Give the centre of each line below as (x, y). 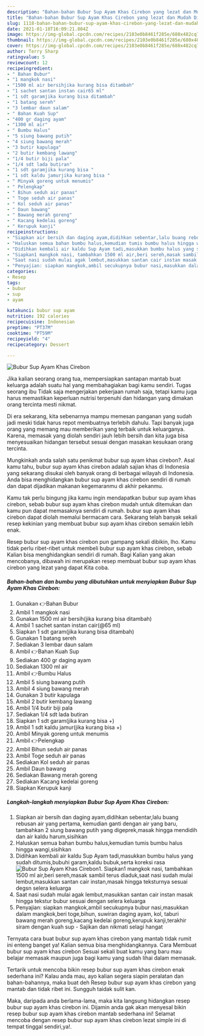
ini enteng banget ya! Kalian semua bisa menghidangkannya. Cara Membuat (102, 945)
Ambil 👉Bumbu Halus (43, 674)
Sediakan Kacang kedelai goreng (57, 782)
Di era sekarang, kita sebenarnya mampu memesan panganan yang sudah (100, 416)
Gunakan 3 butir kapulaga (48, 695)
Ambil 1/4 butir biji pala (44, 708)
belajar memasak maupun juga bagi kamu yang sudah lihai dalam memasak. (102, 958)
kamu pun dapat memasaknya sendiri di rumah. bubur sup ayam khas (94, 511)
